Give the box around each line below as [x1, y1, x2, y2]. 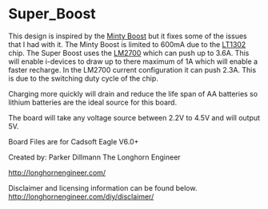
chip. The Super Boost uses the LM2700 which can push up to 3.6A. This [8, 48, 250, 57]
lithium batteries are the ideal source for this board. [8, 97, 178, 107]
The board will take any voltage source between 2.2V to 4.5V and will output [8, 112, 261, 122]
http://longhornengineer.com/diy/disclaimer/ [8, 191, 154, 201]
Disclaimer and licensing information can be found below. [8, 183, 198, 192]
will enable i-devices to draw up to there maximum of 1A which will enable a [8, 57, 258, 66]
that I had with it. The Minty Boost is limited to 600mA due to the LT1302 [8, 39, 246, 49]
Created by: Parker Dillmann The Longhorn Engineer [8, 152, 182, 162]
